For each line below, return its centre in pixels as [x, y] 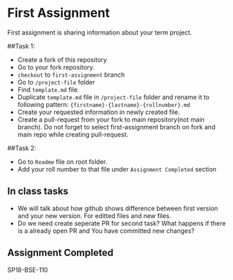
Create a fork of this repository [62, 59]
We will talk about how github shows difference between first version [118, 208]
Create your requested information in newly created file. [99, 112]
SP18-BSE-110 [27, 269]
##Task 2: [22, 148]
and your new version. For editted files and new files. [94, 215]
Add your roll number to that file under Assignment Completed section [117, 169]
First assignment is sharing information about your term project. [100, 32]
